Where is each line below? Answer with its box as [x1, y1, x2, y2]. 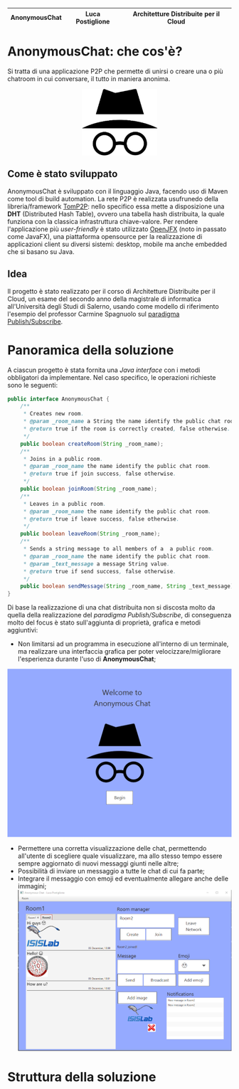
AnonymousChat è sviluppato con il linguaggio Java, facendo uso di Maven [7, 186, 228, 196]
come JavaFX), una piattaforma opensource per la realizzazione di [7, 232, 203, 240]
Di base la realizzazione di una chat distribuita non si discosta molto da [7, 603, 216, 612]
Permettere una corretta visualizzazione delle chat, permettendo [17, 844, 207, 852]
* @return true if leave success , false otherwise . [23, 515, 180, 523]
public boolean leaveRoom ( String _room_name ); [20, 531, 161, 538]
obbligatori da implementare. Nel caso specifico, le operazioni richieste [7, 373, 216, 381]
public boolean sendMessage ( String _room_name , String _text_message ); [20, 583, 237, 590]
